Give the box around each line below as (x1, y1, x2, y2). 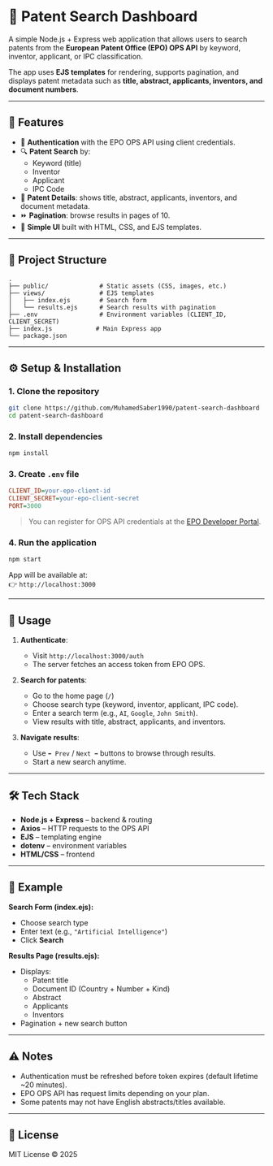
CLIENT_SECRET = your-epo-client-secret (8, 495, 140, 503)
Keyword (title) (32, 158, 82, 167)
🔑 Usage (8, 613, 51, 627)
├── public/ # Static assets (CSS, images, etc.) (8, 282, 227, 290)
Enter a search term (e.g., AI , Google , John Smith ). (32, 709, 198, 718)
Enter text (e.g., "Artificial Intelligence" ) (19, 926, 168, 936)
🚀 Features (8, 115, 64, 129)
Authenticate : (19, 635, 68, 645)
